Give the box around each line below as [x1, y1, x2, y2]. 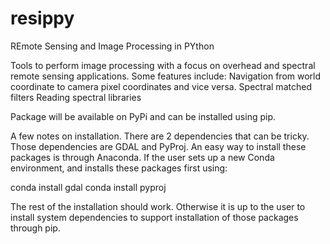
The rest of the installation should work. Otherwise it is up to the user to [10, 200, 306, 212]
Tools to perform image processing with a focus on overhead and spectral [10, 59, 316, 71]
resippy [10, 7, 75, 30]
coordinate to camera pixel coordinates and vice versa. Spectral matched [10, 80, 312, 92]
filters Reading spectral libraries [10, 91, 142, 103]
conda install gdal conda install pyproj [10, 181, 167, 193]
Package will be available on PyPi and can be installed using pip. [10, 110, 276, 122]
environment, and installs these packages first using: [10, 162, 228, 174]
